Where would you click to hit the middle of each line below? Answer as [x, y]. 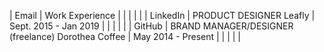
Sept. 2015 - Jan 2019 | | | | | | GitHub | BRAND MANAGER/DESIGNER [151, 26]
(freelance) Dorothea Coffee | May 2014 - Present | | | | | [125, 36]
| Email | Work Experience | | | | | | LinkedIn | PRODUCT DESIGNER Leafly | [162, 15]
